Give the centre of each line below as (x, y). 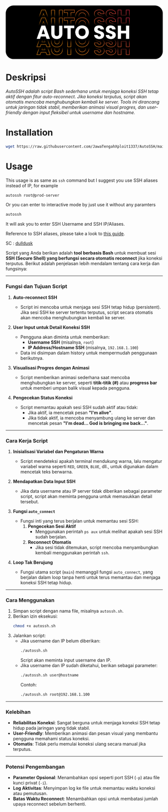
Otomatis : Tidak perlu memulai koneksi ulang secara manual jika (79, 744)
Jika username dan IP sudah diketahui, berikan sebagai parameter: (89, 665)
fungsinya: (16, 269)
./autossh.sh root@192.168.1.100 (55, 694)
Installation (29, 132)
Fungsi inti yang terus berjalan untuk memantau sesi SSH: (80, 521)
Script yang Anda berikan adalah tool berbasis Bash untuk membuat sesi (81, 253)
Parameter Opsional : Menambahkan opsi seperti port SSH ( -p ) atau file (86, 778)
